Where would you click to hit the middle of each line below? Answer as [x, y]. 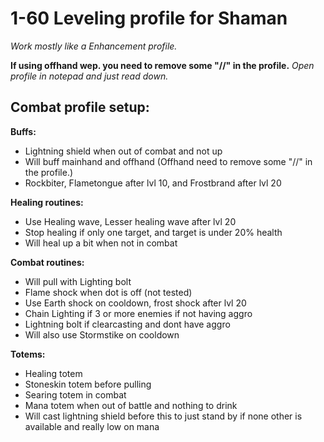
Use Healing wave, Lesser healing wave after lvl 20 [130, 221]
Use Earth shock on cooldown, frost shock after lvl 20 [135, 303]
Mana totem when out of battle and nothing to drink [131, 405]
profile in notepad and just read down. [89, 76]
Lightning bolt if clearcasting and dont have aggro [127, 324]
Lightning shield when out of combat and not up [123, 151]
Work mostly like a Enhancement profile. [94, 46]
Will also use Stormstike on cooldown [102, 334]
